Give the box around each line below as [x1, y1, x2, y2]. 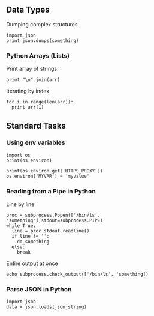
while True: [6, 223, 36, 229]
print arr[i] [11, 105, 44, 111]
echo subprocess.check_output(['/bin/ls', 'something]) [6, 272, 149, 278]
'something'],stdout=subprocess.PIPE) [6, 217, 103, 224]
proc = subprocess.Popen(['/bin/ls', [6, 213, 101, 219]
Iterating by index [6, 87, 50, 95]
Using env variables [6, 138, 65, 147]
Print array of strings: [6, 65, 59, 73]
